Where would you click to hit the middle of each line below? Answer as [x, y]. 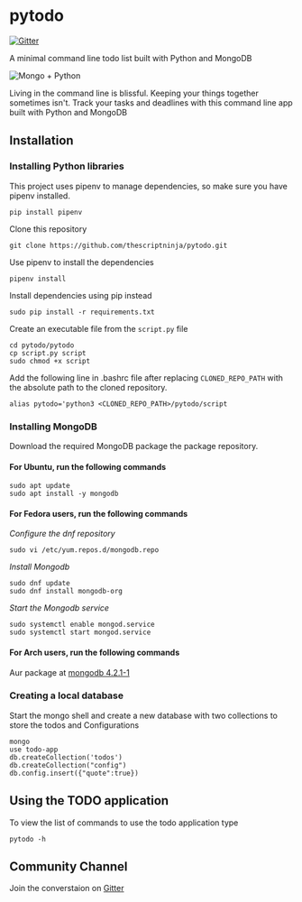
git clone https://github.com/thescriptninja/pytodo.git [119, 245]
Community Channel [69, 867]
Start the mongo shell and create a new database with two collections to [143, 715]
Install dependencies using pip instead [81, 295]
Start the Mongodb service [59, 608]
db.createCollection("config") [68, 765]
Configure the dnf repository [62, 534]
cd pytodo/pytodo [42, 345]
